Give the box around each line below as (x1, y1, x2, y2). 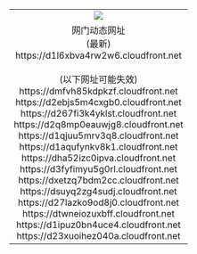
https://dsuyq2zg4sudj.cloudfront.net (20, 184, 177, 197)
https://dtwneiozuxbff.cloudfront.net (21, 207, 176, 219)
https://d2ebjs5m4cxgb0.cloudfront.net (15, 95, 183, 108)
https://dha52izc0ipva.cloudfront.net (21, 152, 176, 164)
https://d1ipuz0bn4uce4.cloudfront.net (16, 218, 181, 231)
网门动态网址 (71, 24, 127, 37)
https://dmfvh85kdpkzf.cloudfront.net (19, 85, 178, 97)
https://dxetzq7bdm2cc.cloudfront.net (17, 174, 180, 186)
